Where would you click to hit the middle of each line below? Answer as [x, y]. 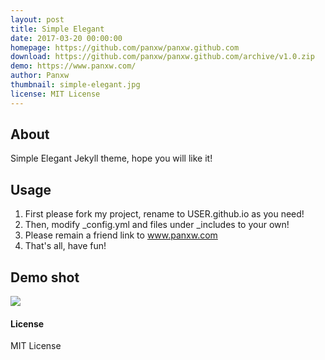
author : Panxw [40, 76]
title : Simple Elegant [57, 29]
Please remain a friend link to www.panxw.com [121, 235]
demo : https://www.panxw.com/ [73, 66]
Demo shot [45, 277]
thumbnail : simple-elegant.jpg [75, 85]
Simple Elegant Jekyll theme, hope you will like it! [111, 158]
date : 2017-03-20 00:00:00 [66, 38]
